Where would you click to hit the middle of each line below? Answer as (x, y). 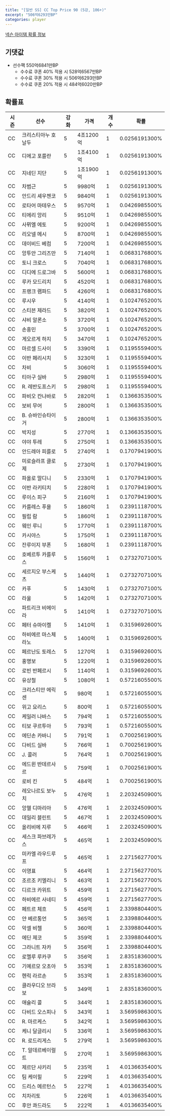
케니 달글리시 (37, 1031)
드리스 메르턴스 (39, 1086)
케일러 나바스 (37, 716)
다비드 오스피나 (39, 1012)
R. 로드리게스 (37, 1040)
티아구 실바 (34, 377)
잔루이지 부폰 (37, 545)
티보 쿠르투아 (37, 726)
